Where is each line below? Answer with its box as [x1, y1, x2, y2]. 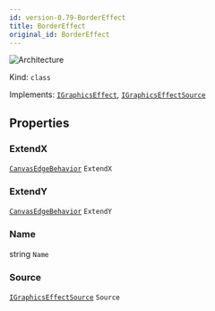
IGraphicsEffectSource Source [9, 293, 121, 302]
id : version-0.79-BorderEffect [9, 13, 126, 22]
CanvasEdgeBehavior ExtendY [9, 208, 112, 217]
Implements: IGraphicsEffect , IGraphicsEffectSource [9, 89, 206, 100]
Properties [9, 115, 70, 130]
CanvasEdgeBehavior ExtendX [9, 164, 112, 173]
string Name [9, 248, 49, 259]
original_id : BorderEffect [9, 30, 110, 39]
